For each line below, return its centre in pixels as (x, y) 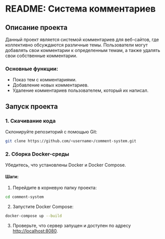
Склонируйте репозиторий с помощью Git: (51, 131)
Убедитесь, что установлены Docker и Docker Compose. (66, 165)
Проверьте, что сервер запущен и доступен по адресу (72, 226)
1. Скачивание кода (31, 121)
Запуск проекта (32, 106)
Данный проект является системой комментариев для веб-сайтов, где (82, 39)
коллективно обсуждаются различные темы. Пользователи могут (76, 45)
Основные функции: (32, 69)
